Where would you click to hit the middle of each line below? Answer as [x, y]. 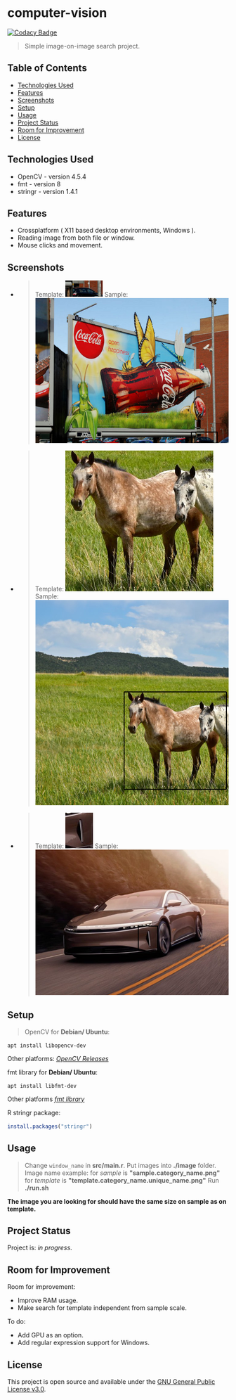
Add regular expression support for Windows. [83, 1343]
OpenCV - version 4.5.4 [52, 176]
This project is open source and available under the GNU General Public [111, 1382]
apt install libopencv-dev [47, 1046]
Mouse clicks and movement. [60, 245]
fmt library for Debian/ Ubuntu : [53, 1072]
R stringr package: [34, 1112]
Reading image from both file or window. [76, 238]
